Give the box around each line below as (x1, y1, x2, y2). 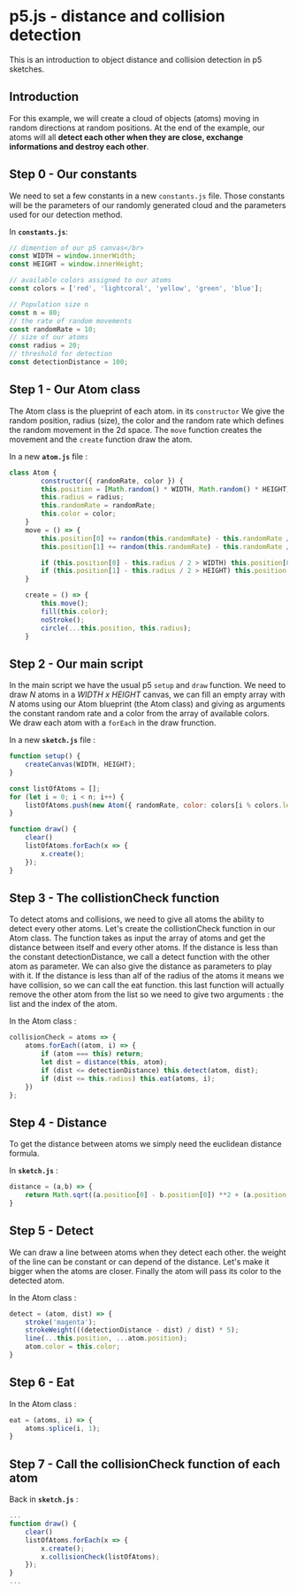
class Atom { (9, 468, 57, 477)
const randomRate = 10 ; (9, 325, 97, 334)
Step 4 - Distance (9, 1115, 108, 1130)
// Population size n (9, 299, 89, 309)
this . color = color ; (41, 509, 117, 519)
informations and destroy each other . (9, 141, 149, 151)
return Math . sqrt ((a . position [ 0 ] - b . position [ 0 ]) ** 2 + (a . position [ (25, 1191, 291, 1200)
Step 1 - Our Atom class (9, 383, 141, 398)
